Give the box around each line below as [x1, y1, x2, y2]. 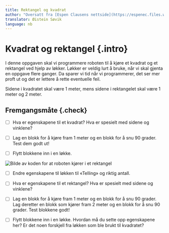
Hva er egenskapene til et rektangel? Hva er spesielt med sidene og [12, 180, 153, 187]
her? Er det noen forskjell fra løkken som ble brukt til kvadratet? [12, 222, 144, 228]
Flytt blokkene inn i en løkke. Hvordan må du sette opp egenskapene [12, 217, 155, 223]
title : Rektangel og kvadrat [5, 7, 66, 13]
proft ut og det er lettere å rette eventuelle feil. [5, 76, 101, 82]
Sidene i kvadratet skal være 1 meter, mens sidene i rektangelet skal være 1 [5, 86, 161, 92]
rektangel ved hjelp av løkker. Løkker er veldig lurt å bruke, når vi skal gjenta [5, 65, 163, 71]
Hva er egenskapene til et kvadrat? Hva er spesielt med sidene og [12, 119, 149, 125]
